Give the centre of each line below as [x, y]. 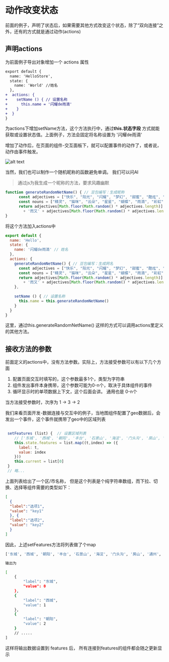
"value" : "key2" [27, 525]
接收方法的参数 [28, 349]
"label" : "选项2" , [27, 520]
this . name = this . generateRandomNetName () [64, 301]
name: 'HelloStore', [31, 76]
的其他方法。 [18, 332]
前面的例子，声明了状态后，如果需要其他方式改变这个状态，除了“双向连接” [82, 25]
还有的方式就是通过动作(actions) [48, 31]
